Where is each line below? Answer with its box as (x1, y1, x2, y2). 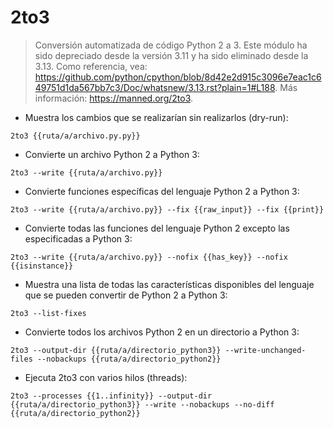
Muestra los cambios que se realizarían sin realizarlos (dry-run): (24, 111, 289, 123)
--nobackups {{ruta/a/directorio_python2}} (36, 354, 222, 364)
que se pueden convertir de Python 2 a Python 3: (24, 289, 228, 301)
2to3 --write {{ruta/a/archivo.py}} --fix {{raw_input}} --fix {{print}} (10, 204, 325, 215)
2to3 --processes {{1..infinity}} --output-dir (10, 391, 213, 401)
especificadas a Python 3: (24, 232, 133, 245)
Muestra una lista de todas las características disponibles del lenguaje (24, 278, 315, 290)
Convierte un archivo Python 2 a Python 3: (24, 148, 200, 160)
